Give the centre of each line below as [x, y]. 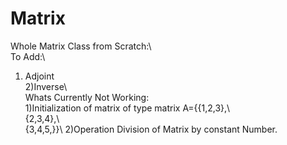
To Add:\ [28, 56]
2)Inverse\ [46, 86]
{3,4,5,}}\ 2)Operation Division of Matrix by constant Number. [151, 129]
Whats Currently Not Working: [87, 97]
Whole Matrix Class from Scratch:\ [81, 46]
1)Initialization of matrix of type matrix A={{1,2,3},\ [127, 108]
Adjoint [39, 76]
